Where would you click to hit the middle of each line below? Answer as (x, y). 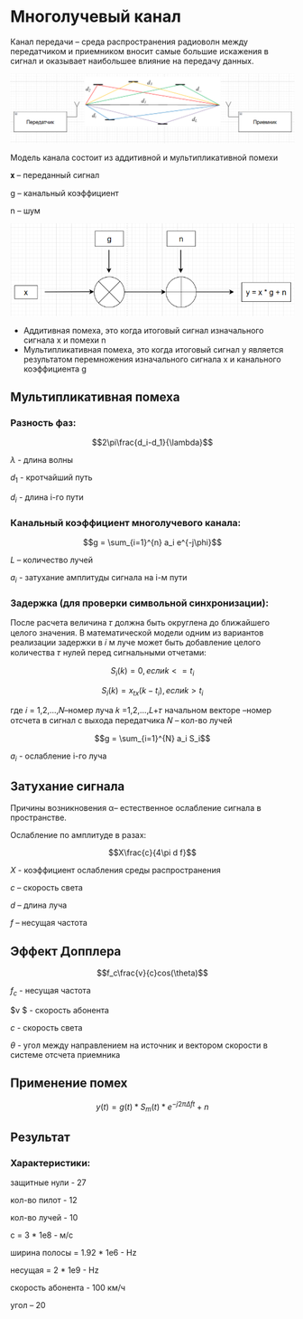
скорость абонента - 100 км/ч (68, 1287)
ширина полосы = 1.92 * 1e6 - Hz (73, 1252)
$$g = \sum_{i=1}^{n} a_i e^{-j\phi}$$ (152, 542)
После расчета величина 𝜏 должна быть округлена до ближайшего (140, 623)
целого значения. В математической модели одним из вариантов (137, 633)
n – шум (26, 211)
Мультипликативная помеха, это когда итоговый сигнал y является (153, 349)
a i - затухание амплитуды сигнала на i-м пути (99, 579)
